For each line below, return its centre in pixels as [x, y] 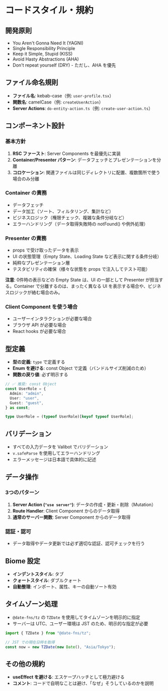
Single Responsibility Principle [44, 48]
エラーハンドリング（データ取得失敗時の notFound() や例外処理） [80, 224]
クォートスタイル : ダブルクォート [47, 580]
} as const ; [18, 408]
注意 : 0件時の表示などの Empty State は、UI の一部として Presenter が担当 [82, 280]
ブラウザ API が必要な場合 [39, 325]
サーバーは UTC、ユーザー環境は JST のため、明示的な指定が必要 [80, 623]
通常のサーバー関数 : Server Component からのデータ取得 [71, 517]
